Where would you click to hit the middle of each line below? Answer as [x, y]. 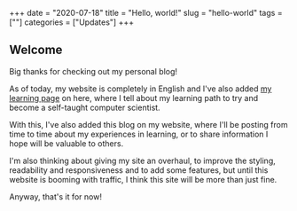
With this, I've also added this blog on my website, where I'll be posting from [148, 124]
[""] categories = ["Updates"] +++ [72, 22]
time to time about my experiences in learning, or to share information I [139, 134]
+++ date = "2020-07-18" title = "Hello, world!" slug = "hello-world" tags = [146, 13]
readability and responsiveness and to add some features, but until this [139, 170]
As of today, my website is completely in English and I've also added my [141, 89]
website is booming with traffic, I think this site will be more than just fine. [143, 179]
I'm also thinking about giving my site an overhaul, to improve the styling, [143, 160]
